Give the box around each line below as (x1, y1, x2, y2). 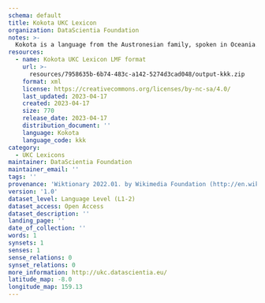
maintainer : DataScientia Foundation (8, 159, 132, 166)
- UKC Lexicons (15, 151, 65, 159)
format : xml (22, 77, 62, 85)
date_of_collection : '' (8, 224, 87, 233)
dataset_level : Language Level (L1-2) (8, 195, 136, 203)
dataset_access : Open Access (8, 202, 104, 210)
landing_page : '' (8, 217, 65, 225)
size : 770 (22, 107, 55, 115)
